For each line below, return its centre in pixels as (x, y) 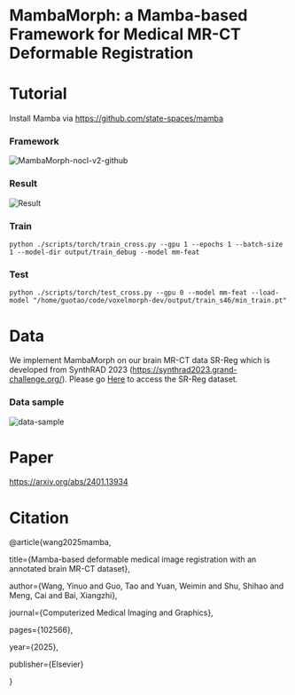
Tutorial (39, 94)
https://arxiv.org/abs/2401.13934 (69, 482)
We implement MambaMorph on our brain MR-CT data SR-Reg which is (140, 360)
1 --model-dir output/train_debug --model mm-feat (105, 253)
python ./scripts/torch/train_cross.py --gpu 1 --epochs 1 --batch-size (146, 245)
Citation (39, 518)
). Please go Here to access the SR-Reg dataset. (150, 379)
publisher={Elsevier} (47, 664)
